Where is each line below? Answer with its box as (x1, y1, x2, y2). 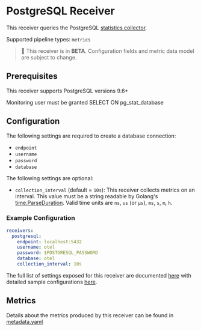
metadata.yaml (6, 318, 43, 325)
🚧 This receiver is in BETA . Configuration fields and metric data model (20, 47, 194, 55)
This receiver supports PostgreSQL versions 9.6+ (6, 87, 129, 94)
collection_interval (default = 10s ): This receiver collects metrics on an (14, 186, 196, 193)
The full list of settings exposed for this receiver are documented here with (6, 272, 191, 279)
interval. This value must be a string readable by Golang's (14, 192, 158, 199)
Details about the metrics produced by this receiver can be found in (6, 311, 174, 319)
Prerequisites (6, 71, 58, 82)
